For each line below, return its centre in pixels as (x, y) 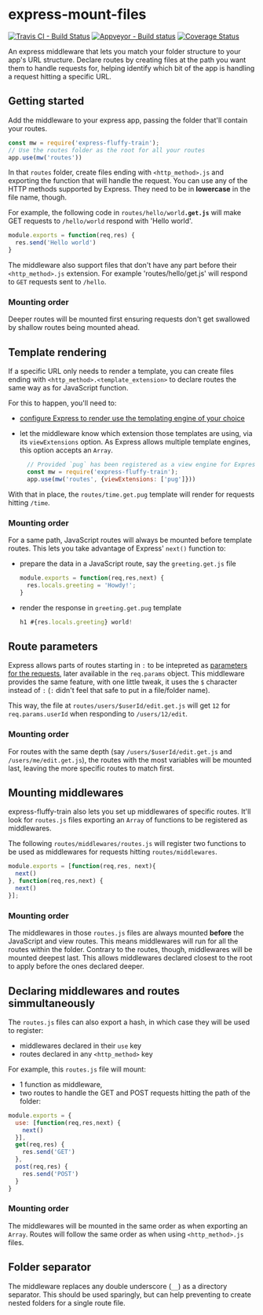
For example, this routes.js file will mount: (77, 1069)
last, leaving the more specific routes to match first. (91, 768)
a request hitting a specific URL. (60, 76)
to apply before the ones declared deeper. (76, 966)
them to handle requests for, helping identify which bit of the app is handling (131, 68)
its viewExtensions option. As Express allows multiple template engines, (135, 442)
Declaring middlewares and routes (94, 991)
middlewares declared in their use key (80, 1046)
